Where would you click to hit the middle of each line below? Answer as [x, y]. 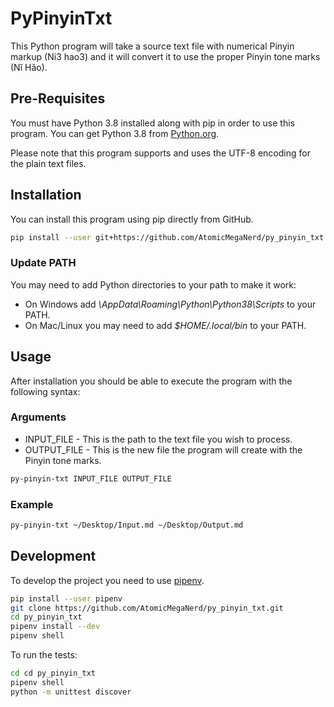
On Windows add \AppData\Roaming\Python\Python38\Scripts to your [170, 304]
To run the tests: [44, 655]
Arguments [38, 417]
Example [32, 504]
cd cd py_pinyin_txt [53, 673]
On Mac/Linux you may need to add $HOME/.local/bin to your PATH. [165, 325]
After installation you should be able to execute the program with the [151, 381]
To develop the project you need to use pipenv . [107, 580]
